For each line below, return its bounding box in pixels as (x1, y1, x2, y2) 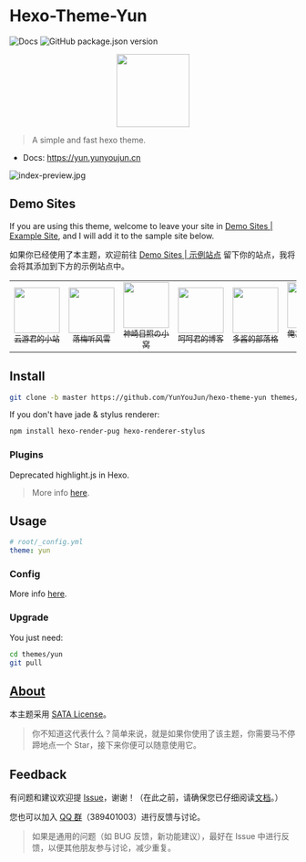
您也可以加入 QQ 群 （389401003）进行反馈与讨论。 (9, 812, 206, 823)
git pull (9, 658, 43, 668)
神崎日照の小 (123, 328, 169, 339)
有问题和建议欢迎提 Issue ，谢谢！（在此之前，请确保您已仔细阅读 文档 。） (9, 792, 283, 804)
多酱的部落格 (232, 334, 279, 344)
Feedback (9, 766, 67, 782)
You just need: (9, 632, 64, 643)
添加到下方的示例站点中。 (33, 260, 129, 271)
